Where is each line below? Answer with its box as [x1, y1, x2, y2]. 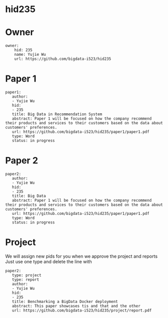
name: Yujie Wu [14, 52, 46, 57]
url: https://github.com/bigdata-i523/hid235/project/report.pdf [12, 308, 152, 313]
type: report [12, 277, 39, 282]
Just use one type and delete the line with [5, 258, 92, 265]
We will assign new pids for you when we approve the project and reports [5, 253, 158, 259]
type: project [12, 273, 42, 278]
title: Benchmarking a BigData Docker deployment [12, 299, 118, 304]
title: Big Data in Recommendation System [12, 112, 102, 117]
